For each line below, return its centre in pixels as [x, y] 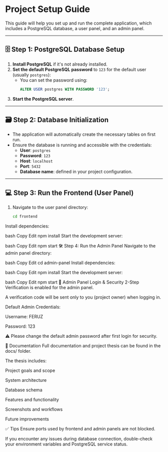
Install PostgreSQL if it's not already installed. [60, 64]
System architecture [26, 380]
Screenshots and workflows [34, 409]
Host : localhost [36, 161]
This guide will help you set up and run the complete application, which [78, 23]
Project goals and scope [30, 371]
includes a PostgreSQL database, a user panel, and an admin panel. [75, 28]
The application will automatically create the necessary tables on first [84, 134]
